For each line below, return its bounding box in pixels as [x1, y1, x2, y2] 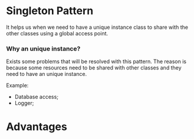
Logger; [14, 100, 34, 107]
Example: [6, 82, 29, 89]
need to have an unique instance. [6, 71, 87, 78]
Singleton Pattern [6, 4, 94, 18]
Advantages [6, 120, 68, 134]
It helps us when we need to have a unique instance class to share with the [6, 24, 189, 31]
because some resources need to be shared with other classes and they [6, 64, 182, 71]
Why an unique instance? [6, 44, 81, 52]
